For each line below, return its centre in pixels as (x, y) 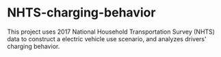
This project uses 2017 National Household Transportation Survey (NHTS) (111, 32)
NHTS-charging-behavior (81, 13)
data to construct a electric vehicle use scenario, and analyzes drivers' (107, 38)
